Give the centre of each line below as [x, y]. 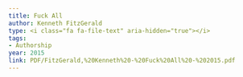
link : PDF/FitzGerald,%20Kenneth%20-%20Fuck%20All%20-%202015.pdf [122, 61]
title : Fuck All [35, 16]
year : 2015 [27, 53]
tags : [17, 38]
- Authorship [30, 46]
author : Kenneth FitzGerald [56, 23]
